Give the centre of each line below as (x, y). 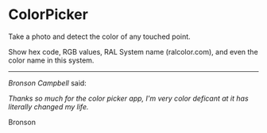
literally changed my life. (48, 106)
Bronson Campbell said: (48, 83)
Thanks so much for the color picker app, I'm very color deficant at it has (128, 98)
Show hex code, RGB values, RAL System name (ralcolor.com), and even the (133, 51)
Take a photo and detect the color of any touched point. (99, 36)
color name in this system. (51, 60)
